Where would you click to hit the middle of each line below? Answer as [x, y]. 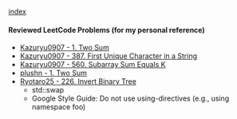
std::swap [48, 90]
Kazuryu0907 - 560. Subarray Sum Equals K [93, 65]
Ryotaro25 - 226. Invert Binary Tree [78, 81]
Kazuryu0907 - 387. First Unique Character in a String [109, 56]
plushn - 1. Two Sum [53, 73]
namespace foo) [59, 107]
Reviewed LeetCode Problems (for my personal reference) [107, 30]
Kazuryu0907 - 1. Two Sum [64, 48]
